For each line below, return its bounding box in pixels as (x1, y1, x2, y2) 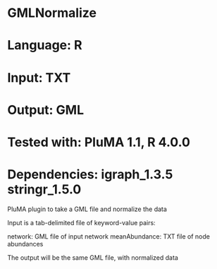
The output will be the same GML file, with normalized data (7, 253, 178, 262)
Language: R (7, 37, 82, 54)
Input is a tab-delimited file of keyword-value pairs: (7, 218, 156, 227)
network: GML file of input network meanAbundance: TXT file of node (7, 232, 210, 241)
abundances (7, 239, 44, 248)
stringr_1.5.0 (7, 181, 82, 198)
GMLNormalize (7, 5, 97, 21)
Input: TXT (7, 69, 71, 85)
